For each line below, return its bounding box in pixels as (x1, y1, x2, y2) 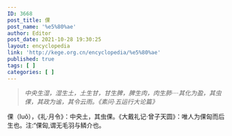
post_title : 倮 (7, 17, 50, 24)
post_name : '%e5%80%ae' (7, 23, 77, 30)
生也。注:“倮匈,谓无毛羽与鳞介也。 (7, 121, 106, 129)
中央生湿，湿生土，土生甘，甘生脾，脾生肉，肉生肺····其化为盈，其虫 (24, 89, 222, 97)
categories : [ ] (7, 68, 55, 75)
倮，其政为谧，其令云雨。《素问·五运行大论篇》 (24, 97, 159, 105)
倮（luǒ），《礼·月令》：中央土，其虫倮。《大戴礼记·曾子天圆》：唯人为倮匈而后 (7, 112, 225, 121)
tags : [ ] (7, 62, 36, 69)
